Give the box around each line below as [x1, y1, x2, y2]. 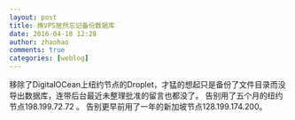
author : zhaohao [9, 37, 69, 47]
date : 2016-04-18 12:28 [9, 29, 97, 38]
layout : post [9, 12, 58, 22]
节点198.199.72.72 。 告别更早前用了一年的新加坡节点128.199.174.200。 [9, 101, 268, 111]
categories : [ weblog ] [9, 54, 89, 63]
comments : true [9, 46, 66, 55]
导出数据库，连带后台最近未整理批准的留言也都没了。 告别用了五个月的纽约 [9, 90, 283, 101]
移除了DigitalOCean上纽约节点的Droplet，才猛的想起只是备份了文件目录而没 [9, 79, 286, 89]
